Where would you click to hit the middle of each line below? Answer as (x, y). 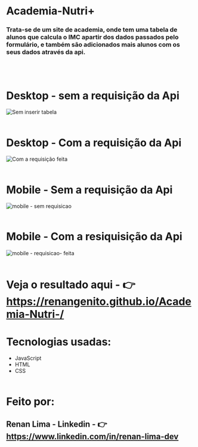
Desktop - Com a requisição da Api (94, 143)
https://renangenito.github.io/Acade (99, 301)
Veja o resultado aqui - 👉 (71, 285)
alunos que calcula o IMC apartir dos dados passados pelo (92, 37)
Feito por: (30, 401)
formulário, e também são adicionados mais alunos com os (93, 45)
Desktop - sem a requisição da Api (93, 95)
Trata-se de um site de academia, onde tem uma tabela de (92, 30)
